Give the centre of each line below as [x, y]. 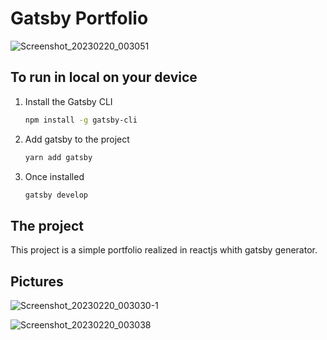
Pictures [37, 281]
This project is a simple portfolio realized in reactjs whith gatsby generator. [164, 250]
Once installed [54, 176]
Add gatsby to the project [77, 139]
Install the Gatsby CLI [68, 101]
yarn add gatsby [58, 157]
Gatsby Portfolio [79, 18]
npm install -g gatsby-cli [81, 120]
